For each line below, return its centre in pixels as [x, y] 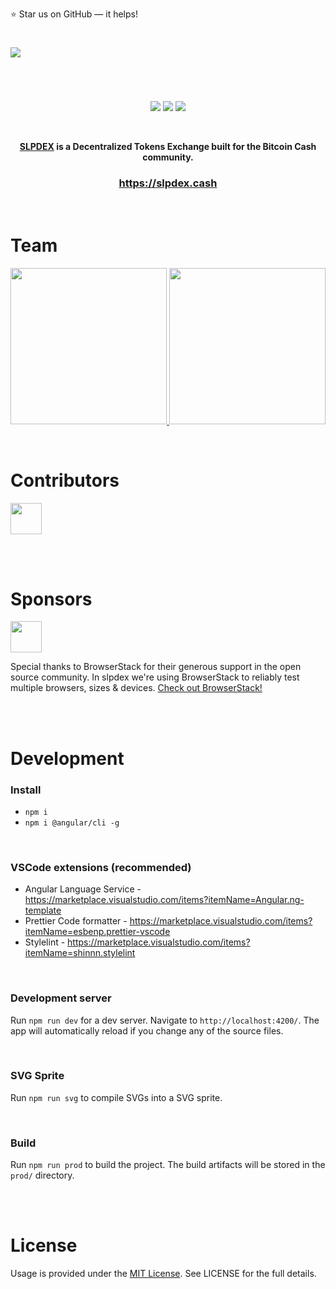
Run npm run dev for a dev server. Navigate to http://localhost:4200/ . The [165, 1020]
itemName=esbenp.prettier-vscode [97, 932]
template [43, 910]
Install [26, 790]
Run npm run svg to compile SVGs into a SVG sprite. [116, 1097]
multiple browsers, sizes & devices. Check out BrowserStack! [136, 688]
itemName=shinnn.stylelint [80, 953]
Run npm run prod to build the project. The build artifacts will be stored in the [168, 1165]
